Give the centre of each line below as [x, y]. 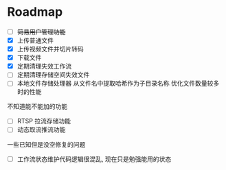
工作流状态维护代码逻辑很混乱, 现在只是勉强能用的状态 [94, 159]
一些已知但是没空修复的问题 [46, 144]
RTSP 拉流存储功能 [44, 121]
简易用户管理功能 [41, 32]
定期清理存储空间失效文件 [53, 75]
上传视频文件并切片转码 [50, 49]
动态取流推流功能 [41, 130]
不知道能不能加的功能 [37, 106]
